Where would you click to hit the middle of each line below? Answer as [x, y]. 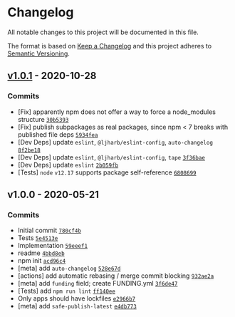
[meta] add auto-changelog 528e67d [69, 269]
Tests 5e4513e [38, 238]
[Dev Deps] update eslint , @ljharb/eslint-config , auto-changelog [115, 142]
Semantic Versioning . [38, 53]
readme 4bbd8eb [41, 253]
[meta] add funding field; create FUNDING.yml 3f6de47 [98, 284]
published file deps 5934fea [58, 134]
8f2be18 [29, 150]
